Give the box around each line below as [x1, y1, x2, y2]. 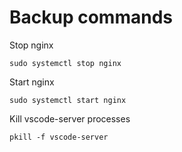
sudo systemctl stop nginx [9, 58, 122, 68]
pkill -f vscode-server [9, 132, 109, 142]
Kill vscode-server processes [9, 112, 131, 125]
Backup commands [9, 6, 173, 29]
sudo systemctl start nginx [9, 95, 127, 105]
